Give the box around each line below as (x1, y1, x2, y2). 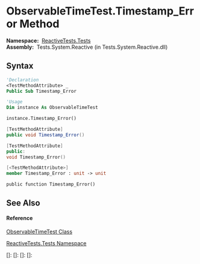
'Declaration (6, 77, 39, 83)
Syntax (6, 61, 34, 71)
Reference (6, 215, 33, 222)
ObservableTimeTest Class (6, 228, 73, 235)
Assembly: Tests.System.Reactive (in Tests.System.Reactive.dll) (6, 43, 168, 51)
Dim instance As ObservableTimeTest (6, 104, 98, 111)
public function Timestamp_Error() (6, 181, 96, 187)
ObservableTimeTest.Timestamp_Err (6, 4, 195, 18)
